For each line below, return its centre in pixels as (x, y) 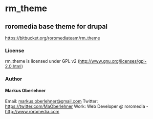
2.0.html (13, 67)
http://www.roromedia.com (32, 112)
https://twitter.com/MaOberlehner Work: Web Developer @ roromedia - (77, 106)
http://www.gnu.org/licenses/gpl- (113, 61)
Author (14, 79)
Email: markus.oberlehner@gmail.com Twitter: (52, 101)
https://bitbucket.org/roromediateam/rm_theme (53, 38)
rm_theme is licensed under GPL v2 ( (42, 61)
